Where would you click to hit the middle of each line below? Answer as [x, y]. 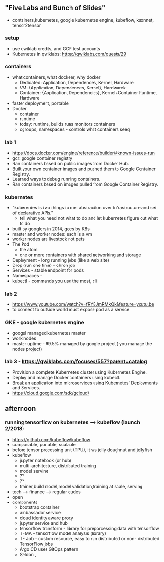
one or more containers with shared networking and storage [80, 255]
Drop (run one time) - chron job [44, 265]
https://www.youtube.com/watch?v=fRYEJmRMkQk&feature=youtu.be [83, 304]
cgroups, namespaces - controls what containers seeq [75, 129]
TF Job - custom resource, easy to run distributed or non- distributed [89, 538]
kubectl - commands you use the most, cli [55, 281]
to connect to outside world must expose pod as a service [71, 310]
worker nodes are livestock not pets [48, 239]
